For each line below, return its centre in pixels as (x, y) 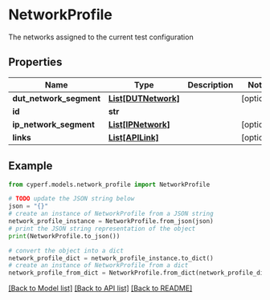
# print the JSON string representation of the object (102, 229)
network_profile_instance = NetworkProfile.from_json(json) (111, 221)
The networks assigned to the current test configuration (101, 37)
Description (211, 84)
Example (31, 166)
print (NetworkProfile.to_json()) (64, 236)
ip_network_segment (53, 124)
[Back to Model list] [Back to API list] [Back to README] (100, 288)
